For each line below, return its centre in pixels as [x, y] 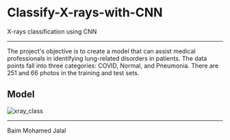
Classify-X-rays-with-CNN [85, 13]
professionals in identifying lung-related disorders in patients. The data [107, 58]
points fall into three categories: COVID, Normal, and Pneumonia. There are [113, 66]
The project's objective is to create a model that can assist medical [102, 51]
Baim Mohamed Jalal [37, 130]
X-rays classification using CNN [52, 31]
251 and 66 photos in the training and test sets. [73, 72]
